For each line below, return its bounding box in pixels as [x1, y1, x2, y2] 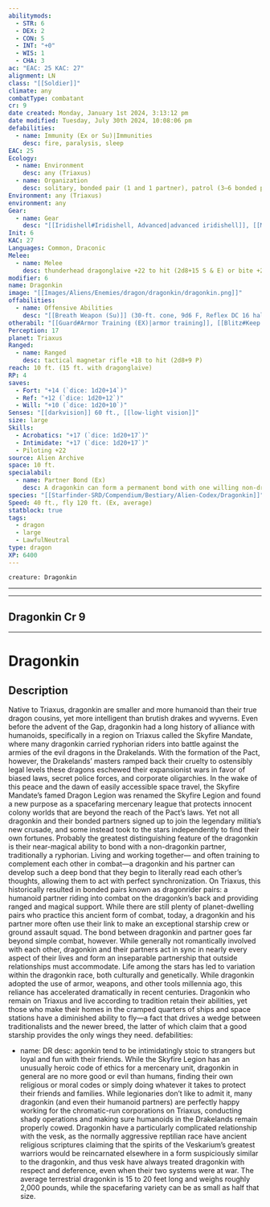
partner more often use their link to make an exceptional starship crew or [8, 919, 249, 929]
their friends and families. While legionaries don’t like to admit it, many [19, 1089, 253, 1098]
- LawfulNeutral [15, 537, 70, 545]
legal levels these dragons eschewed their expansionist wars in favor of [8, 765, 246, 774]
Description [8, 684, 68, 698]
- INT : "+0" [15, 42, 56, 50]
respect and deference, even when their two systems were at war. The [19, 1166, 255, 1176]
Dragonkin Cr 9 [8, 610, 86, 624]
